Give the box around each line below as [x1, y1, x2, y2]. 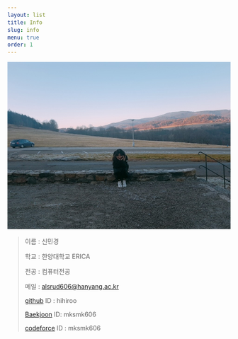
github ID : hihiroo [24, 297, 77, 305]
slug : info [7, 26, 40, 33]
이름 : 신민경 [24, 237, 59, 246]
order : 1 [7, 41, 33, 49]
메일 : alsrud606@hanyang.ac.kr [24, 282, 119, 291]
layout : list [7, 11, 46, 18]
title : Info [7, 18, 42, 26]
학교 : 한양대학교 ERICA [24, 252, 91, 261]
